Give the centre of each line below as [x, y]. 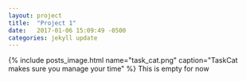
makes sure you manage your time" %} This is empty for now [109, 69]
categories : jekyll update [53, 38]
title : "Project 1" [43, 23]
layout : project [35, 15]
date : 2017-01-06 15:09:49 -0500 [67, 30]
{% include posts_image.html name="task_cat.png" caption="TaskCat [123, 60]
